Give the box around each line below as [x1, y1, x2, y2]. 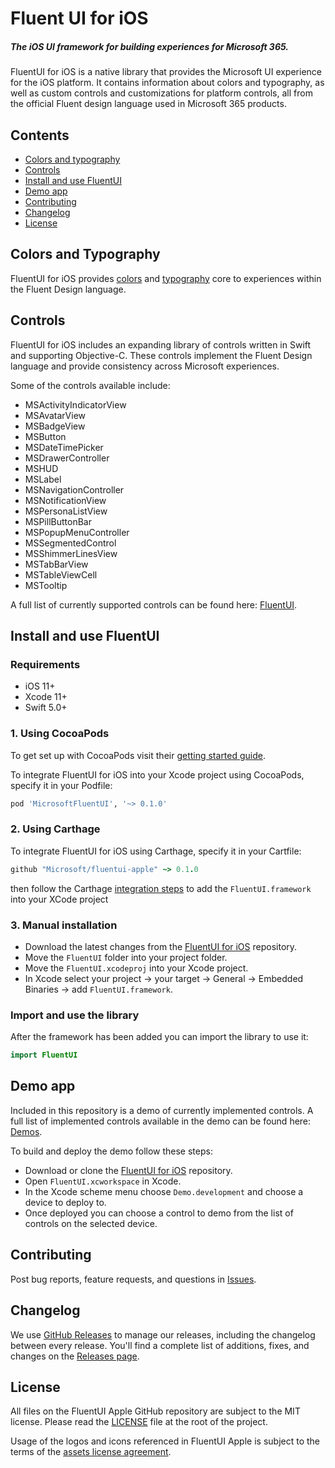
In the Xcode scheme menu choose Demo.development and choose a [24, 1185, 304, 1197]
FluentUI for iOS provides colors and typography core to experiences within [10, 272, 322, 284]
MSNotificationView [24, 494, 107, 506]
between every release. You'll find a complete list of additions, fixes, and [10, 1339, 310, 1351]
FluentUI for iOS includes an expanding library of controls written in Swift [10, 338, 312, 351]
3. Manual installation [10, 918, 118, 932]
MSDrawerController [24, 452, 110, 464]
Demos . [10, 1125, 43, 1137]
